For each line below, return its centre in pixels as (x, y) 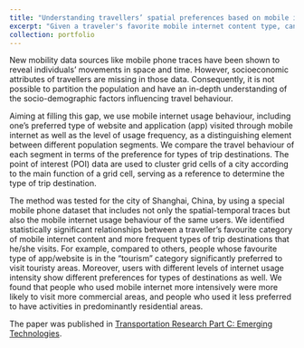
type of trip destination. (53, 183)
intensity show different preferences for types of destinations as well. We (146, 277)
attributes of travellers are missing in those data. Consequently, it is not (142, 80)
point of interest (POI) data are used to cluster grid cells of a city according (149, 165)
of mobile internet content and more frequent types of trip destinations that (149, 240)
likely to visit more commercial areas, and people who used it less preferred (151, 297)
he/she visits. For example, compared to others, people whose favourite (143, 249)
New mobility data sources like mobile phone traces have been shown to (145, 61)
